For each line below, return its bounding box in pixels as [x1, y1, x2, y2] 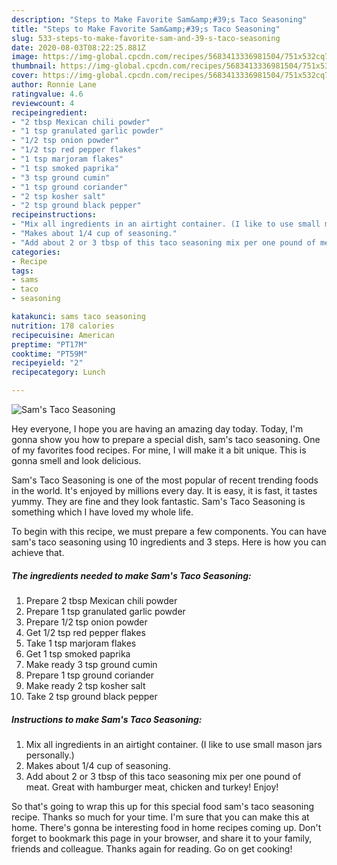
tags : [11, 266, 34, 276]
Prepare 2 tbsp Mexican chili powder [25, 594, 178, 606]
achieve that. [11, 547, 65, 558]
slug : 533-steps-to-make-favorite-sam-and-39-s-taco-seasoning [11, 33, 281, 43]
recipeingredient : [11, 107, 88, 118]
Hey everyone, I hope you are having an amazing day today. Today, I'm [11, 423, 304, 435]
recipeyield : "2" [11, 358, 84, 368]
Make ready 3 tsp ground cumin [25, 658, 158, 670]
